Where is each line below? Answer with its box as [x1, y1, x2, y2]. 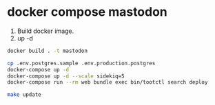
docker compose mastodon [7, 4, 167, 20]
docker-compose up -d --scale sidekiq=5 [7, 73, 125, 80]
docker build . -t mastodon [7, 47, 88, 54]
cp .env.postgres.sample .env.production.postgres [7, 60, 156, 67]
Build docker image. [17, 27, 74, 35]
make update [7, 91, 41, 98]
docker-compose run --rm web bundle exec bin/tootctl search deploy [7, 79, 208, 86]
